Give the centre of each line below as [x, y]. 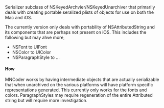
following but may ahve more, [35, 37]
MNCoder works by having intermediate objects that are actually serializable [82, 80]
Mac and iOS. [19, 17]
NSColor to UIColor [32, 52]
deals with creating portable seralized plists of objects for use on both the [80, 12]
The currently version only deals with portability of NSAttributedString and [80, 27]
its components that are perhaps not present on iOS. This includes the [76, 32]
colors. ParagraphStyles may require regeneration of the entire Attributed [79, 95]
